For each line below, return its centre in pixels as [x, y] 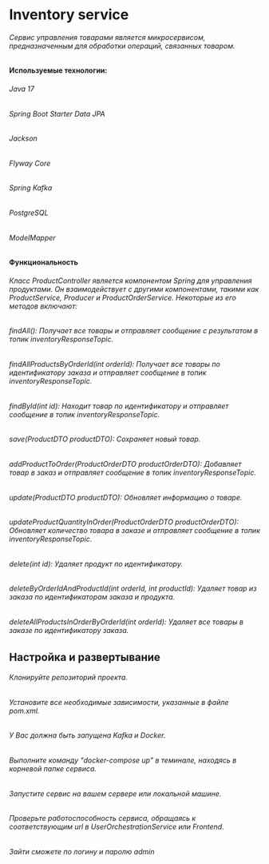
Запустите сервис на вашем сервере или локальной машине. [115, 794]
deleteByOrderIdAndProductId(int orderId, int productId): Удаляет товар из [133, 588]
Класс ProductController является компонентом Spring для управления [131, 281]
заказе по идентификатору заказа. [69, 630]
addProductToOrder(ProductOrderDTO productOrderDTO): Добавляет [125, 464]
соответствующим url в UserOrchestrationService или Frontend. [117, 827]
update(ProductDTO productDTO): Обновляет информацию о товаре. [126, 497]
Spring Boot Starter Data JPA [57, 113]
